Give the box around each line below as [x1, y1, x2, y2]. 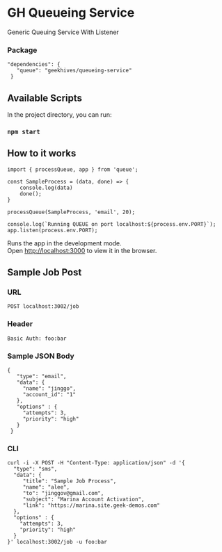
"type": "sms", [13, 466, 58, 473]
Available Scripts [7, 92, 82, 104]
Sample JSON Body [7, 351, 74, 361]
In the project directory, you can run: [7, 111, 112, 119]
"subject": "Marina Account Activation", [22, 496, 145, 503]
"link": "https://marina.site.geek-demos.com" [22, 502, 160, 509]
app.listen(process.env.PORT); [7, 227, 98, 234]
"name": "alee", [22, 484, 70, 491]
